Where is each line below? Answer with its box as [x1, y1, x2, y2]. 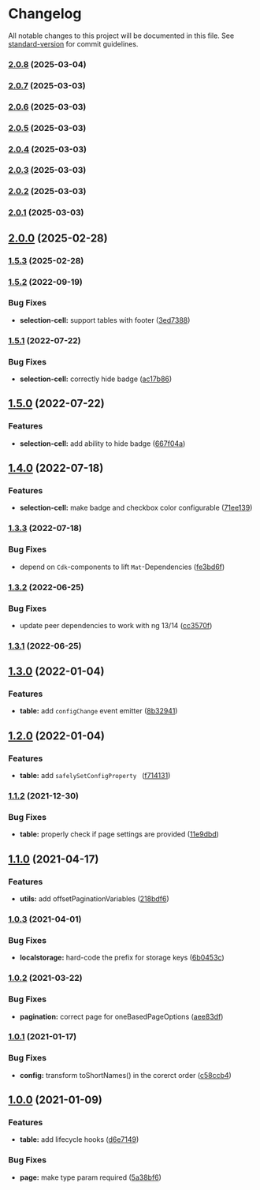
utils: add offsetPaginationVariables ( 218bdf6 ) [19, 894, 169, 904]
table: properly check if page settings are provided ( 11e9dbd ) [19, 829, 219, 839]
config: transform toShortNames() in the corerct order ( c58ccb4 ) [19, 1070, 232, 1080]
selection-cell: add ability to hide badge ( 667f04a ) [19, 439, 186, 448]
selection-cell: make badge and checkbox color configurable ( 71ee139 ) [19, 503, 253, 513]
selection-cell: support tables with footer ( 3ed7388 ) [19, 315, 191, 324]
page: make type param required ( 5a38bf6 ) [19, 1173, 162, 1182]
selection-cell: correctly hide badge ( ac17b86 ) [19, 374, 173, 384]
